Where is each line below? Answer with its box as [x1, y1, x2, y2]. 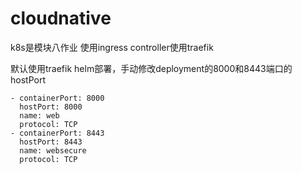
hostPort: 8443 [19, 137, 83, 147]
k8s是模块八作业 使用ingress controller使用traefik [10, 41, 214, 53]
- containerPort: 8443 [10, 128, 105, 138]
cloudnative [10, 7, 112, 30]
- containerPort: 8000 [10, 93, 105, 103]
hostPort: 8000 [19, 102, 83, 112]
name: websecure [19, 145, 87, 156]
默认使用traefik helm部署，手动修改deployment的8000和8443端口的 [10, 62, 293, 74]
